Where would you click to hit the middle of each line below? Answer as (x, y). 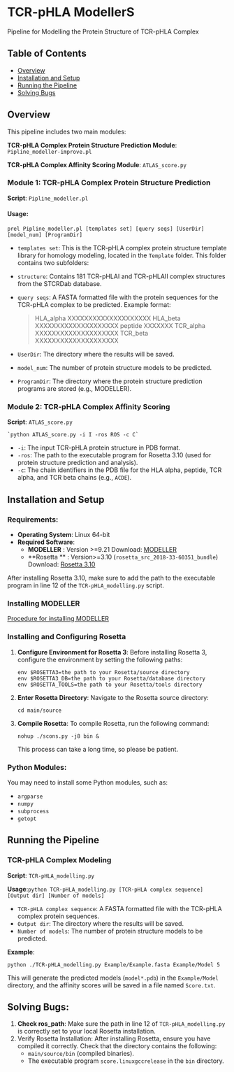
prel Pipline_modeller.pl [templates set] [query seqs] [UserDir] (106, 229)
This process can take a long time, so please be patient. (98, 749)
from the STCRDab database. (59, 284)
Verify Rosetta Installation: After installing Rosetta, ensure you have (114, 1038)
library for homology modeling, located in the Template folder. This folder (122, 255)
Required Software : (46, 542)
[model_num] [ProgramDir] (45, 235)
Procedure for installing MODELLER (58, 619)
